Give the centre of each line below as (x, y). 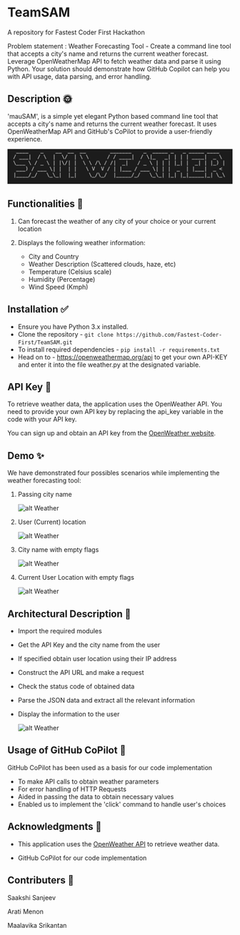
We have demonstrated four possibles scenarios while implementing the (114, 473)
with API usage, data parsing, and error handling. (80, 76)
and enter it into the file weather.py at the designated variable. (109, 365)
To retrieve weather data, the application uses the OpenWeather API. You (115, 404)
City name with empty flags (58, 550)
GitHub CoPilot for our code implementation (82, 858)
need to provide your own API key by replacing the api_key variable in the (115, 412)
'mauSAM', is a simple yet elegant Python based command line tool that (113, 116)
